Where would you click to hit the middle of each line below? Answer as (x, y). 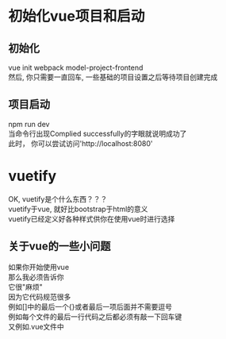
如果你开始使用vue (39, 267)
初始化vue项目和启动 (77, 16)
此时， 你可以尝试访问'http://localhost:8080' (80, 143)
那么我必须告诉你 (36, 277)
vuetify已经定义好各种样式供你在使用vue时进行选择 (92, 218)
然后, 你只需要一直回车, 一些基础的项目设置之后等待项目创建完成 (113, 77)
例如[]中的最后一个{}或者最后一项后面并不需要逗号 (90, 306)
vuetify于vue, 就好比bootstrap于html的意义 (78, 209)
